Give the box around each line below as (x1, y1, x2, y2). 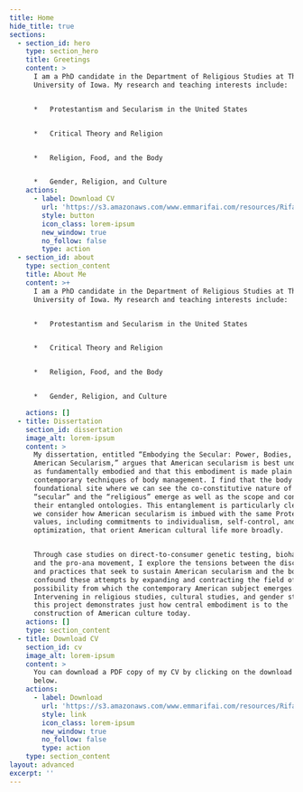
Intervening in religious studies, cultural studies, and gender (32, 592, 284, 601)
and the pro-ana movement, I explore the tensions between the (32, 559, 277, 568)
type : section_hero (25, 47, 99, 56)
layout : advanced (9, 760, 75, 769)
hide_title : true (9, 22, 75, 31)
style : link (41, 710, 87, 719)
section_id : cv (25, 643, 83, 652)
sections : (9, 30, 47, 39)
